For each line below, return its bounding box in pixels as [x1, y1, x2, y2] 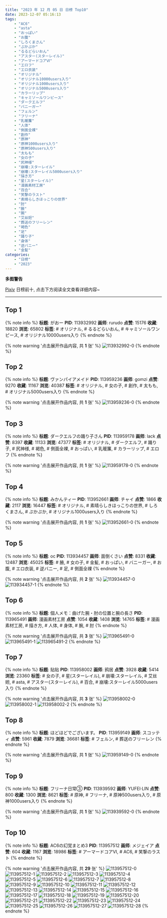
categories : [5, 252, 30, 258]
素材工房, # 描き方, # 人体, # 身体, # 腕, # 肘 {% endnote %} [5, 622, 127, 628]
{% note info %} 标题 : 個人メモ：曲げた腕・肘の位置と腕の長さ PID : [5, 610, 143, 616]
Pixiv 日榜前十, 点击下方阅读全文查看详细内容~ [5, 286, 100, 292]
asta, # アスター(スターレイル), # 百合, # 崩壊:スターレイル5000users [15, 679, 158, 685]
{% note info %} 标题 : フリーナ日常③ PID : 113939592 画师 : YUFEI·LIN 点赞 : [5, 786, 160, 792]
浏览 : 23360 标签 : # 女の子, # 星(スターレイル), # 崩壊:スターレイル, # [5, 673, 148, 679]
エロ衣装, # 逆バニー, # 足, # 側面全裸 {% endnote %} [15, 565, 125, 571]
